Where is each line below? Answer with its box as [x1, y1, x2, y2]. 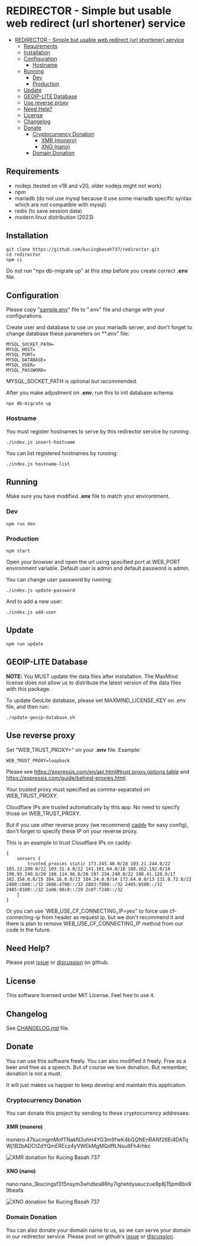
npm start [6, 548, 31, 554]
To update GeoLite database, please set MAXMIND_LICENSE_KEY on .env [6, 696, 186, 704]
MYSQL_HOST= [6, 347, 35, 353]
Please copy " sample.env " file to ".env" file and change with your [6, 306, 165, 313]
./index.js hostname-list [6, 461, 70, 467]
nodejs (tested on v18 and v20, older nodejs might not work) [14, 182, 162, 189]
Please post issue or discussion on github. [6, 959, 109, 966]
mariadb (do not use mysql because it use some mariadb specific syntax [14, 194, 192, 202]
